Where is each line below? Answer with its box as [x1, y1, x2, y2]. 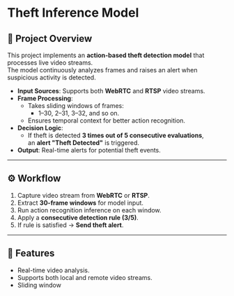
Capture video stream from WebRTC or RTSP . [17, 191, 150, 199]
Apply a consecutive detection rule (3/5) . [17, 213, 139, 221]
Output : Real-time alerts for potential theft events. [17, 146, 162, 154]
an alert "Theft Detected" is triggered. [27, 139, 140, 147]
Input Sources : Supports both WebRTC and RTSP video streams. [17, 87, 205, 95]
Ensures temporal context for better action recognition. [27, 116, 186, 125]
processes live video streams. [7, 59, 93, 67]
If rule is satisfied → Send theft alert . [17, 221, 124, 229]
